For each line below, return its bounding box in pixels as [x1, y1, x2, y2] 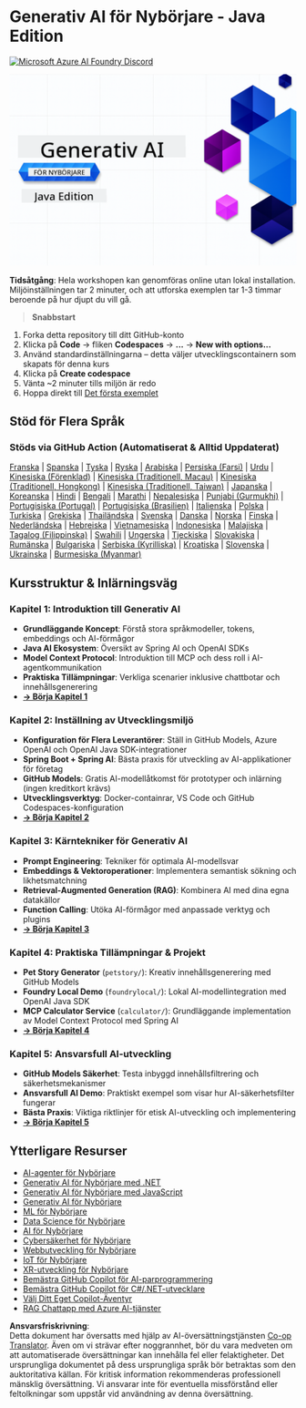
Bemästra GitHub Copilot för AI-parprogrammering [22, 1273, 214, 1284]
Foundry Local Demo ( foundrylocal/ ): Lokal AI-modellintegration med [22, 986, 287, 997]
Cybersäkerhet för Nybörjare [22, 1235, 132, 1246]
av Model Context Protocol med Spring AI [22, 1014, 179, 1026]
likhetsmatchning [22, 875, 87, 886]
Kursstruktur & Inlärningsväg [9, 575, 178, 591]
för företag [22, 764, 64, 775]
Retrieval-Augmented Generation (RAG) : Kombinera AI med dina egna [22, 884, 290, 895]
